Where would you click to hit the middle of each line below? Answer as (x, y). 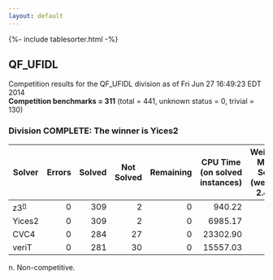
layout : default (36, 16)
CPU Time (221, 162)
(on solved (221, 172)
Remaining (171, 172)
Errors (59, 172)
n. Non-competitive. (42, 268)
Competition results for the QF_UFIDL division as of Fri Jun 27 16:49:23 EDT (135, 84)
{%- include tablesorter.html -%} (63, 39)
